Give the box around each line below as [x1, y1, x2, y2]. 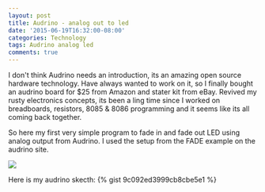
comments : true [8, 48, 59, 56]
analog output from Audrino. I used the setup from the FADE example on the [8, 136, 256, 145]
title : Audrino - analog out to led [8, 19, 129, 27]
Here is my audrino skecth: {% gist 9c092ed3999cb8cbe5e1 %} [8, 175, 218, 184]
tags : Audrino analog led [8, 41, 93, 49]
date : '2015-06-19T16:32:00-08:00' [8, 26, 126, 34]
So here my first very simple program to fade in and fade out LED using [8, 128, 240, 137]
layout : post [8, 11, 51, 20]
